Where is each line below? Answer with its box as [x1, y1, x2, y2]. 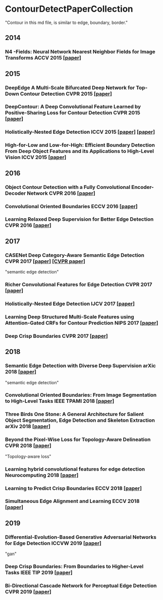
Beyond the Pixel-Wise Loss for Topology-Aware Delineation [5, 436, 151, 443]
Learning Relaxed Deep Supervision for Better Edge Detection [5, 216, 154, 223]
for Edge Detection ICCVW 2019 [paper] [5, 539, 102, 546]
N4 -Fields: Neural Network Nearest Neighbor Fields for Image [5, 48, 156, 55]
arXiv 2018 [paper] [5, 423, 51, 430]
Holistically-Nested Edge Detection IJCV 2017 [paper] [5, 300, 135, 307]
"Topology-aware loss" [5, 453, 52, 459]
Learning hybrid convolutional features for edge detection [5, 465, 145, 472]
